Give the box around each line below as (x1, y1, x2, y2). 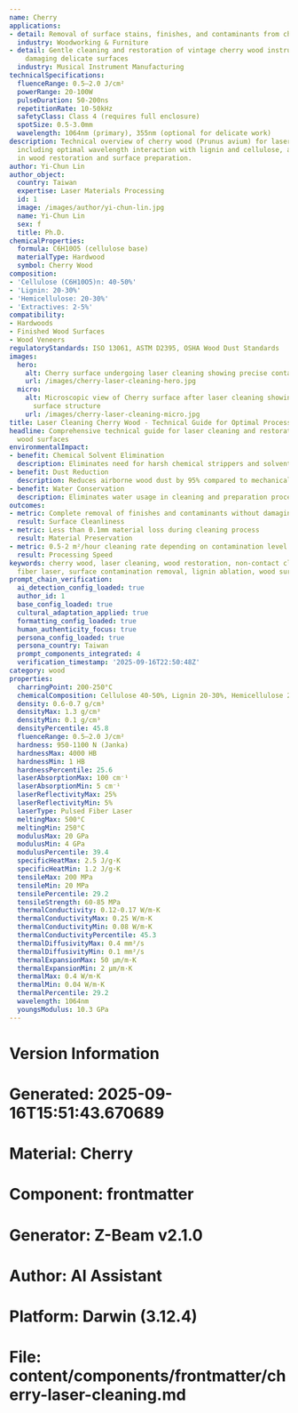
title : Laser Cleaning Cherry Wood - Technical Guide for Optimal (9, 418, 260, 427)
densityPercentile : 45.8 (17, 724, 109, 734)
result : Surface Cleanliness (17, 518, 125, 526)
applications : (9, 21, 62, 30)
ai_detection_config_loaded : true (17, 583, 145, 592)
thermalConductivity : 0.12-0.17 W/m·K (17, 906, 161, 915)
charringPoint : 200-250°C (17, 682, 114, 692)
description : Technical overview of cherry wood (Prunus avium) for (9, 137, 268, 146)
